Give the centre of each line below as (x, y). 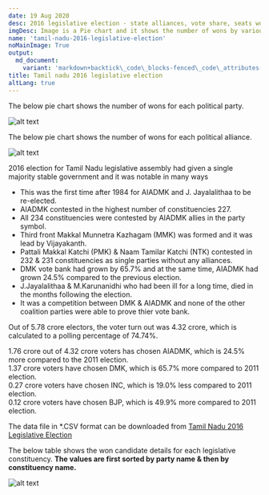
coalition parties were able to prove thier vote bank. (105, 311)
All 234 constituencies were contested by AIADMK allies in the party (132, 217)
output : (21, 53)
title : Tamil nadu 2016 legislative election (85, 75)
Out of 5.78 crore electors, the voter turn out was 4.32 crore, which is (123, 327)
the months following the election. (76, 294)
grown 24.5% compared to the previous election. (100, 277)
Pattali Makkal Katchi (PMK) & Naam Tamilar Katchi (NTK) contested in (136, 252)
